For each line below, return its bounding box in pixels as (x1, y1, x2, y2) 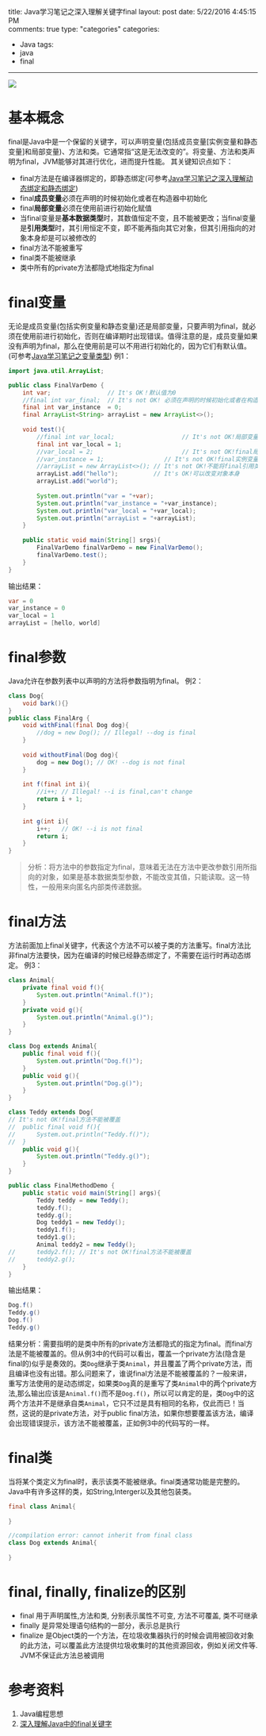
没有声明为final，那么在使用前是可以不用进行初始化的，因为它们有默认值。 (8, 341, 252, 351)
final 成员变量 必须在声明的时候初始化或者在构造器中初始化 (19, 193, 207, 202)
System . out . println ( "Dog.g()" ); (36, 1079, 144, 1087)
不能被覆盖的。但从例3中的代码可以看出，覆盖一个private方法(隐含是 (21, 1349, 246, 1358)
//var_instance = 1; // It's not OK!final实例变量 (36, 455, 259, 463)
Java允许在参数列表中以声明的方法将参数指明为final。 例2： (8, 676, 203, 685)
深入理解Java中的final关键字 (19, 1719, 112, 1728)
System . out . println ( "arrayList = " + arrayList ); (36, 514, 196, 522)
